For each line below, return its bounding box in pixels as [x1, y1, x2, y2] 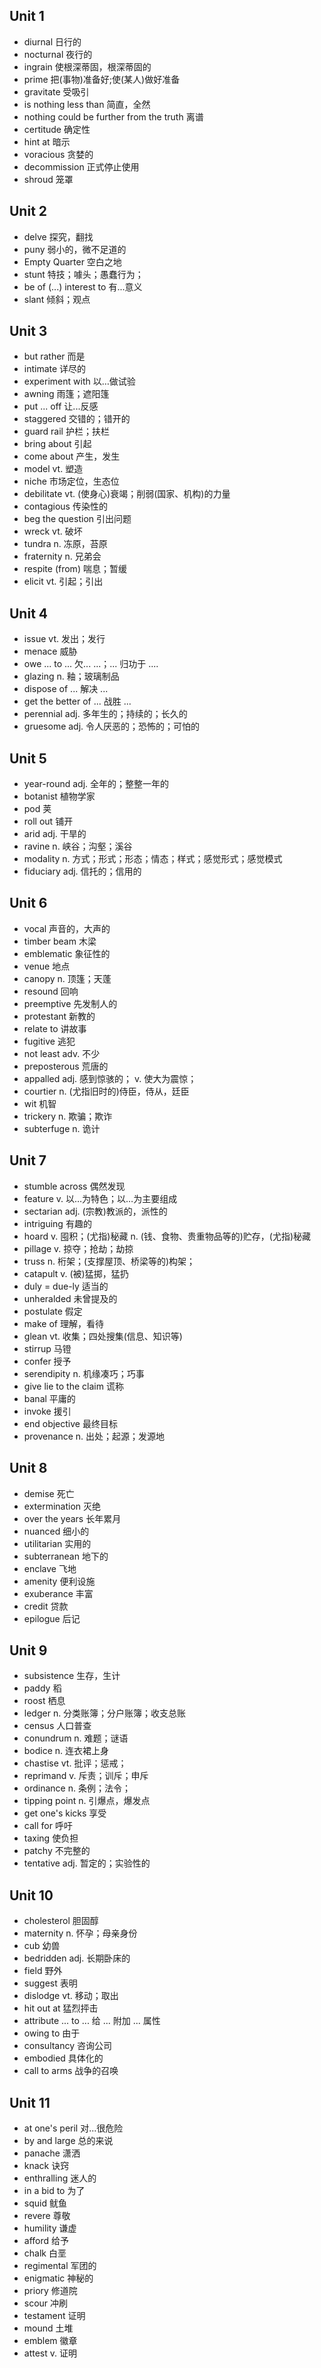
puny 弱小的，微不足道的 [23, 243, 127, 255]
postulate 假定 [23, 1305, 83, 1317]
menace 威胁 [23, 645, 78, 658]
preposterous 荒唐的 [23, 1060, 109, 1072]
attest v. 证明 [23, 2347, 77, 2359]
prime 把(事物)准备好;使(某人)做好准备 [23, 73, 181, 85]
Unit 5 [9, 750, 47, 767]
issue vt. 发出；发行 [23, 633, 106, 645]
